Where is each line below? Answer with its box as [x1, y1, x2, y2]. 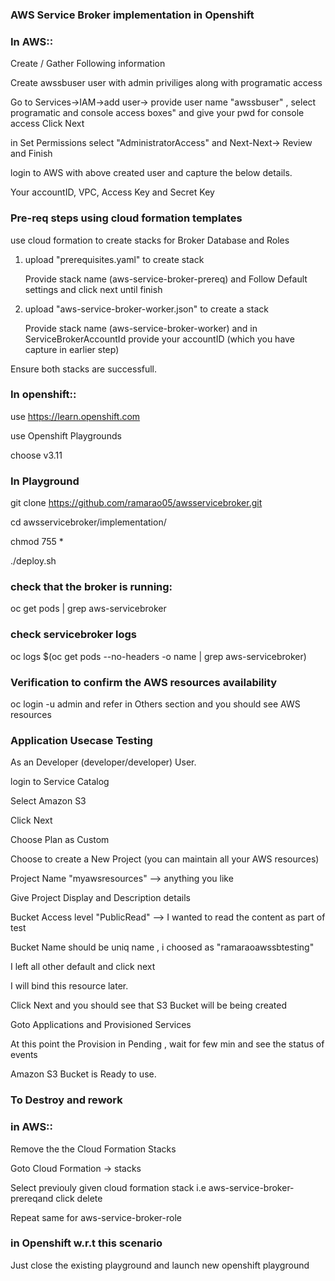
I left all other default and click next [10, 961, 156, 973]
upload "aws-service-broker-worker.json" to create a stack [24, 303, 270, 315]
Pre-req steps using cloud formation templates [10, 211, 243, 225]
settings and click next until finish [24, 283, 163, 295]
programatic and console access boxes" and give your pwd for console [10, 107, 305, 119]
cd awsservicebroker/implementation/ [10, 516, 167, 528]
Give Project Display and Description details [10, 892, 191, 904]
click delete [55, 1192, 103, 1204]
